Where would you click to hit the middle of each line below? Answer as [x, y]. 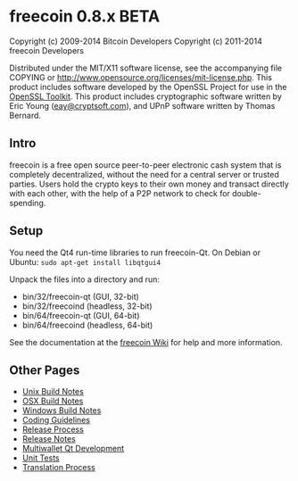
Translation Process [58, 468]
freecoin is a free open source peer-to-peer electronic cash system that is [145, 165]
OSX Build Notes [53, 401]
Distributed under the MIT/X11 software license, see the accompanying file [146, 68]
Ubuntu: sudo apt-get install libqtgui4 [85, 261]
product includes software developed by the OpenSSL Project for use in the [148, 87]
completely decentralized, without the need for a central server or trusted [144, 174]
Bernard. [25, 115]
